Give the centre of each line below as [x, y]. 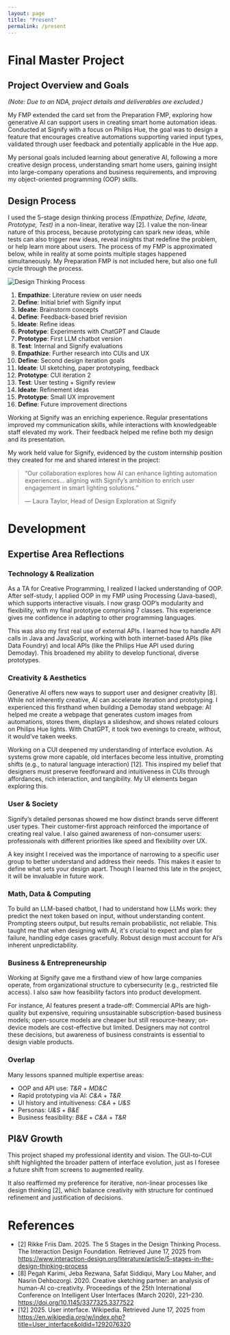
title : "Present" [33, 20]
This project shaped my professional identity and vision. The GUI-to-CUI [110, 1155]
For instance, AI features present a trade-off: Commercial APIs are [101, 1006]
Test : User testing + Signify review [66, 383]
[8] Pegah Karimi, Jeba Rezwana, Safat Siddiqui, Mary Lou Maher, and [117, 1273]
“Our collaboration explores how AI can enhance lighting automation [121, 473]
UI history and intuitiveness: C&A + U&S [74, 1103]
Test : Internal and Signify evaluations [70, 346]
